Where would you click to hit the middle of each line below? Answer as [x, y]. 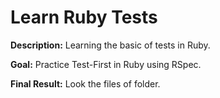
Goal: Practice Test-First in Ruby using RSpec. [106, 64]
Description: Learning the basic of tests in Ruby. [110, 45]
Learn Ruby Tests [84, 17]
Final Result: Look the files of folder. [85, 83]
